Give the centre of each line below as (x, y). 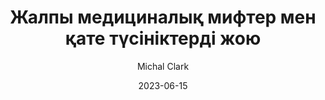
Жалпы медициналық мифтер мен (163, 17)
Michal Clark (163, 66)
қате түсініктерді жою (163, 38)
